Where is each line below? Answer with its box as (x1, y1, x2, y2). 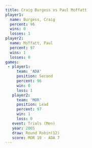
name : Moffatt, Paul (10, 41, 53, 46)
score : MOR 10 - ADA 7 (12, 135, 60, 140)
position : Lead (16, 102, 49, 107)
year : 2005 (12, 126, 35, 131)
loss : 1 (16, 87, 33, 93)
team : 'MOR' (16, 97, 42, 102)
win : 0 (16, 83, 30, 88)
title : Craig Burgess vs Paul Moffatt (5, 7, 87, 13)
